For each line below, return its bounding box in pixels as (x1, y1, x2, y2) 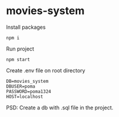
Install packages (6, 24, 46, 31)
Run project (6, 45, 34, 52)
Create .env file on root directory (6, 66, 85, 74)
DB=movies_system (6, 78, 49, 84)
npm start (6, 56, 31, 62)
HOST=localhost (6, 93, 44, 99)
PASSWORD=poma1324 (6, 88, 51, 95)
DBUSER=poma (6, 83, 35, 89)
